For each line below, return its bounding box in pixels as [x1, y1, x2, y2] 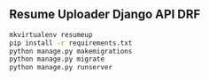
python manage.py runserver [9, 63, 113, 72]
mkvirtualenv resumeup [9, 30, 93, 39]
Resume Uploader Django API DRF [9, 7, 201, 22]
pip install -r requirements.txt [9, 39, 133, 47]
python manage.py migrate [9, 55, 104, 64]
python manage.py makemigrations [9, 47, 133, 55]
